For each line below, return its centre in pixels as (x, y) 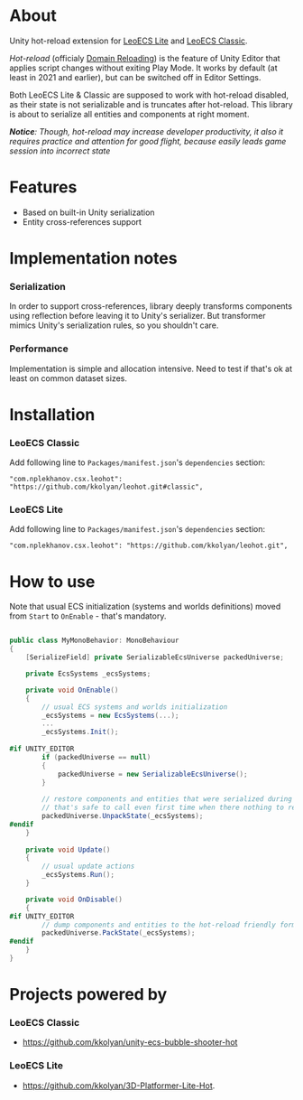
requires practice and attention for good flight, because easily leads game (148, 141)
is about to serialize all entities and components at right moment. (129, 114)
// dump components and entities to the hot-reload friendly (159, 925)
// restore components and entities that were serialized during (167, 799)
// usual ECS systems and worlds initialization (135, 707)
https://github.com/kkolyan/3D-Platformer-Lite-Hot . (119, 1086)
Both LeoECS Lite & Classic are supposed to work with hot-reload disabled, (149, 95)
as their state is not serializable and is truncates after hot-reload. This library (151, 104)
